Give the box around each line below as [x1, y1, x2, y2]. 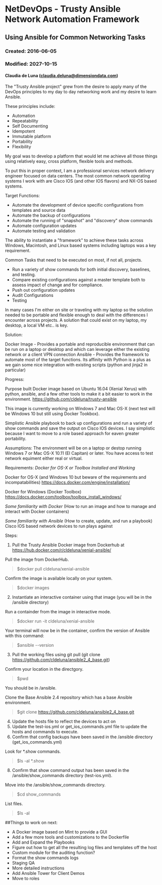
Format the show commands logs [12, 854, 79, 861]
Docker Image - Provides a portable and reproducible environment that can [5, 341, 155, 347]
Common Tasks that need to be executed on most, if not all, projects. [5, 257, 143, 263]
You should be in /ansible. [5, 685, 57, 691]
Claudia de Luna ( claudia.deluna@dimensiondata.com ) [5, 73, 118, 79]
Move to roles [12, 875, 40, 881]
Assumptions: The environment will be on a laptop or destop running [5, 445, 142, 451]
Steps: [5, 532, 18, 538]
